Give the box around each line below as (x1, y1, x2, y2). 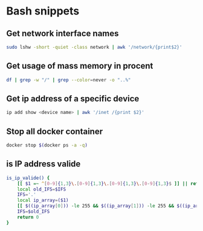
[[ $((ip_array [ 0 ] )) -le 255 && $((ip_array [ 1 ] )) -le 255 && (17, 203, 175, 209)
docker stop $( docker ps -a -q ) (6, 142, 88, 148)
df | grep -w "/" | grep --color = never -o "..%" (6, 77, 131, 83)
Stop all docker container (6, 126, 103, 136)
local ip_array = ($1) (17, 197, 69, 203)
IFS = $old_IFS (17, 209, 50, 215)
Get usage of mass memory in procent (6, 61, 153, 71)
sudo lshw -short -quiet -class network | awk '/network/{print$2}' (6, 44, 182, 50)
